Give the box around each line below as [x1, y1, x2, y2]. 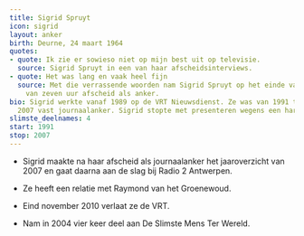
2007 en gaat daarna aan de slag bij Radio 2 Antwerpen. [22, 165, 233, 176]
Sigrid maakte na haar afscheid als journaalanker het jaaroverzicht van [22, 156, 285, 166]
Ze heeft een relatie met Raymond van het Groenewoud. [22, 183, 232, 194]
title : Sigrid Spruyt [9, 13, 91, 23]
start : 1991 [9, 123, 54, 132]
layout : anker [9, 30, 63, 39]
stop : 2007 [9, 131, 51, 140]
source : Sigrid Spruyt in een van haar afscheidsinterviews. [17, 64, 253, 73]
